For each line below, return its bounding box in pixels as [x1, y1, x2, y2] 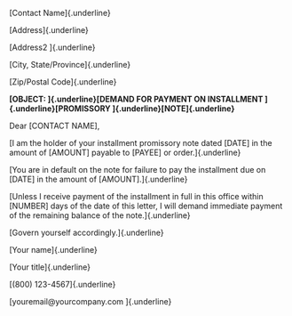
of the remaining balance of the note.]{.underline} [9, 210, 191, 221]
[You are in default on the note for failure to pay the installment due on [9, 165, 266, 174]
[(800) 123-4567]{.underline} [9, 280, 116, 289]
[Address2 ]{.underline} [9, 42, 96, 53]
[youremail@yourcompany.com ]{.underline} [9, 296, 172, 306]
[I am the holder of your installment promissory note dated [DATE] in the [9, 138, 272, 148]
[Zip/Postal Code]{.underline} [9, 77, 117, 87]
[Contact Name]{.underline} [9, 8, 111, 18]
